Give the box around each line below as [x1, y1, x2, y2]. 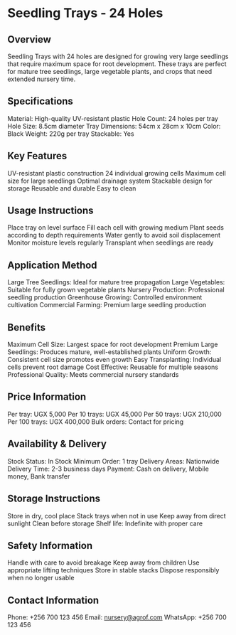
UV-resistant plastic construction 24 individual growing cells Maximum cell [7, 169, 226, 177]
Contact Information [7, 594, 100, 606]
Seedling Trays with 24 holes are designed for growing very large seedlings [7, 52, 229, 60]
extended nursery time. [7, 75, 76, 83]
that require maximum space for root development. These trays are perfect [7, 60, 227, 68]
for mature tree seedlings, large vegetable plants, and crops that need [7, 68, 212, 75]
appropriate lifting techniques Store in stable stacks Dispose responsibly [7, 566, 220, 575]
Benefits [7, 321, 46, 333]
